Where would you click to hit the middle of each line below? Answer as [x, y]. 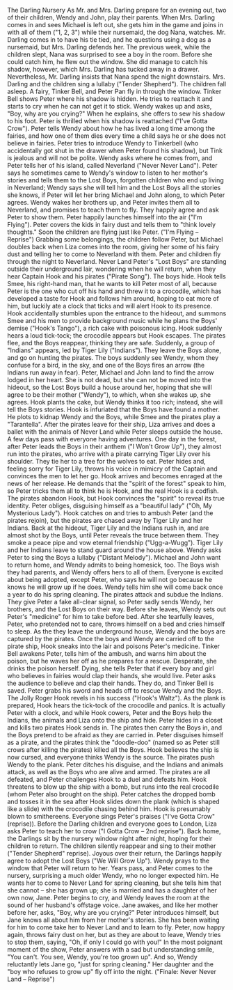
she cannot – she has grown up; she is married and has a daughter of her [112, 890]
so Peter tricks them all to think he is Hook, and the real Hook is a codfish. [113, 491]
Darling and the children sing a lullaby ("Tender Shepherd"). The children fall [117, 84]
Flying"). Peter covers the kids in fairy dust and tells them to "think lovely [112, 225]
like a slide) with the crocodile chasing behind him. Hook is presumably [109, 809]
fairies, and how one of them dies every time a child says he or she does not [116, 136]
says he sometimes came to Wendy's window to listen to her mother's [108, 173]
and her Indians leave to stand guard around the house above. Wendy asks [114, 550]
